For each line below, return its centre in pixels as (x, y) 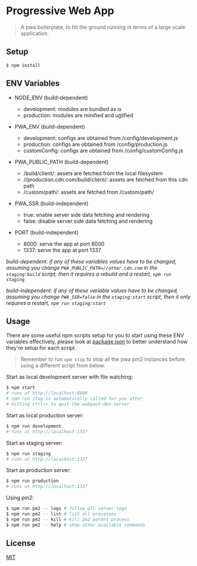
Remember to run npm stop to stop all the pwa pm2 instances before (103, 359)
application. (35, 33)
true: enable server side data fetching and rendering (86, 215)
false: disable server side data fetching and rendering (88, 221)
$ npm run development (34, 426)
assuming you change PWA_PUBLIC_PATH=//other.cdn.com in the (82, 267)
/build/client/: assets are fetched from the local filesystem (93, 173)
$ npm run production (33, 481)
